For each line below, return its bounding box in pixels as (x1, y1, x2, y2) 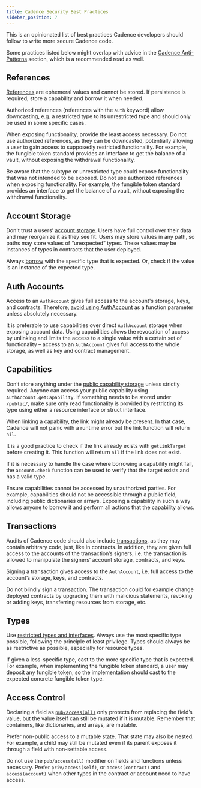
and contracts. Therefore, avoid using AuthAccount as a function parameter (6, 304, 194, 311)
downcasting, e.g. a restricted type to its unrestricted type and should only (6, 113, 191, 120)
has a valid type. (6, 472, 47, 480)
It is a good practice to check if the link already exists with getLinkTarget (6, 442, 187, 449)
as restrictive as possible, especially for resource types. (6, 645, 145, 652)
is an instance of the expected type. (6, 264, 95, 271)
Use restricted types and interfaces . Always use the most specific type (6, 631, 182, 639)
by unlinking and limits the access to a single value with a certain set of (6, 334, 182, 341)
